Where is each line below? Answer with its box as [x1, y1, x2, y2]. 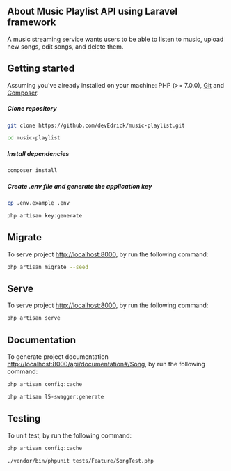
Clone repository [7, 105, 57, 113]
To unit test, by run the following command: [7, 431, 132, 440]
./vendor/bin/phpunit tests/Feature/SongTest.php [7, 457, 154, 464]
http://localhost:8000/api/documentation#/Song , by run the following [7, 360, 205, 369]
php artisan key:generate [7, 213, 82, 219]
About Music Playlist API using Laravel [7, 6, 178, 17]
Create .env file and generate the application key [7, 182, 152, 190]
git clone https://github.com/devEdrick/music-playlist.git [7, 122, 186, 129]
